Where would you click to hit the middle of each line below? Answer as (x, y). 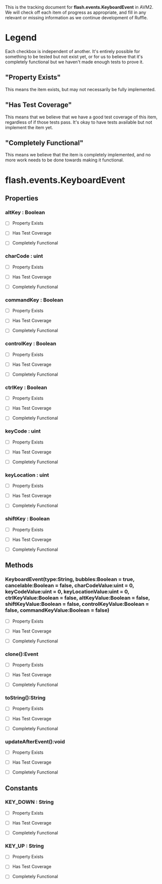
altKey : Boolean (25, 212)
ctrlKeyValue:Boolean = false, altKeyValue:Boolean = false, (78, 598)
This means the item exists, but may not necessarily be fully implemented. (81, 89)
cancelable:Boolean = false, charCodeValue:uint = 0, (70, 586)
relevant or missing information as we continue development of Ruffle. (77, 18)
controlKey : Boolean (31, 344)
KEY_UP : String (24, 846)
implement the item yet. (29, 127)
